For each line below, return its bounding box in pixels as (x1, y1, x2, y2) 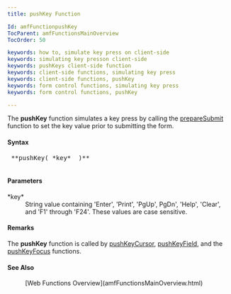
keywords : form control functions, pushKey (7, 89, 138, 96)
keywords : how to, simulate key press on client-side (7, 49, 170, 57)
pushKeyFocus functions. (7, 247, 81, 255)
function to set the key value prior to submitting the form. (7, 122, 174, 130)
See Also (7, 263, 34, 271)
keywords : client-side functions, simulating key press (7, 69, 176, 76)
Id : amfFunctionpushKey (7, 23, 78, 30)
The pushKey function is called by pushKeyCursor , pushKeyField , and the (7, 239, 223, 248)
